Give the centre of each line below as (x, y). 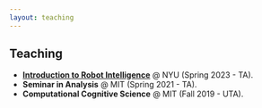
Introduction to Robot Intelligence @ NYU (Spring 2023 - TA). (138, 75)
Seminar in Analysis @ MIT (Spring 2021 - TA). (109, 85)
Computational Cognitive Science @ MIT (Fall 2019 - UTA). (133, 94)
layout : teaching (42, 17)
